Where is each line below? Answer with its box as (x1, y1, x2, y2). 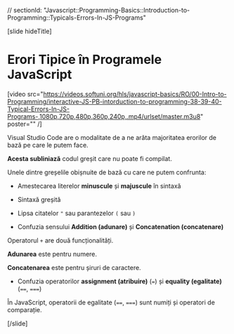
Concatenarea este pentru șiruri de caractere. (7, 263, 142, 271)
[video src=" (7, 89, 44, 98)
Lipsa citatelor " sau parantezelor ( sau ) (17, 209, 136, 217)
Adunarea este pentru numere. (7, 250, 97, 258)
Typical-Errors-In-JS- (7, 105, 70, 113)
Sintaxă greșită (17, 195, 61, 203)
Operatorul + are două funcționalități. (7, 236, 114, 245)
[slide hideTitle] (7, 27, 52, 35)
